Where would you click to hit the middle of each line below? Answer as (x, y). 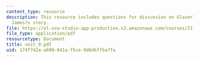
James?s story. (30, 22)
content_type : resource (36, 12)
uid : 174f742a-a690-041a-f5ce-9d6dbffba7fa (61, 50)
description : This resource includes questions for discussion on (90, 17)
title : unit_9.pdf (29, 45)
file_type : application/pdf (41, 34)
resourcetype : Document (36, 39)
